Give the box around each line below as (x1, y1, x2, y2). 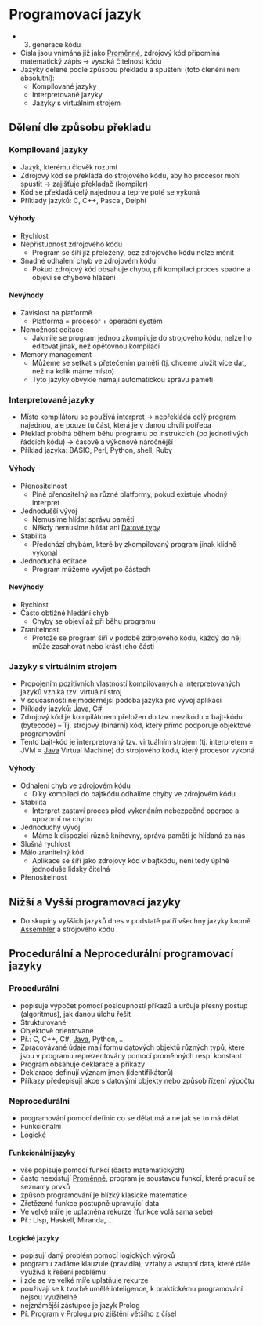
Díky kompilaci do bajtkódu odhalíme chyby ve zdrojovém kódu (31, 789, 236, 799)
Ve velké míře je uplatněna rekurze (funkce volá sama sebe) (20, 1207, 214, 1217)
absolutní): (20, 73, 56, 82)
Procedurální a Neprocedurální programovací (9, 947, 234, 960)
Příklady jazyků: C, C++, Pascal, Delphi (20, 195, 147, 205)
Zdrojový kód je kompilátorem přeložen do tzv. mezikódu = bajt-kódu (20, 712, 243, 722)
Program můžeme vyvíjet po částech (31, 564, 151, 574)
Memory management (20, 350, 92, 359)
